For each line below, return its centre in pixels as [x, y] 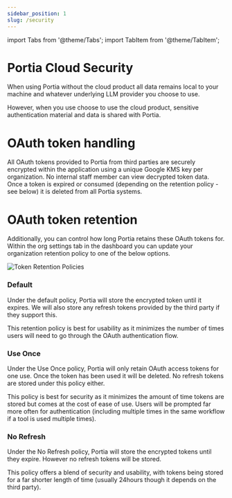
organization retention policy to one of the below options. [89, 254]
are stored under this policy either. [56, 383]
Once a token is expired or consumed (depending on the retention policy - [113, 184]
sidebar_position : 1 [37, 14]
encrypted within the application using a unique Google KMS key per [105, 170]
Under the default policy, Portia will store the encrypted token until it [105, 300]
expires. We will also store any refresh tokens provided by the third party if [114, 307]
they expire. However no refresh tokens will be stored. [84, 459]
